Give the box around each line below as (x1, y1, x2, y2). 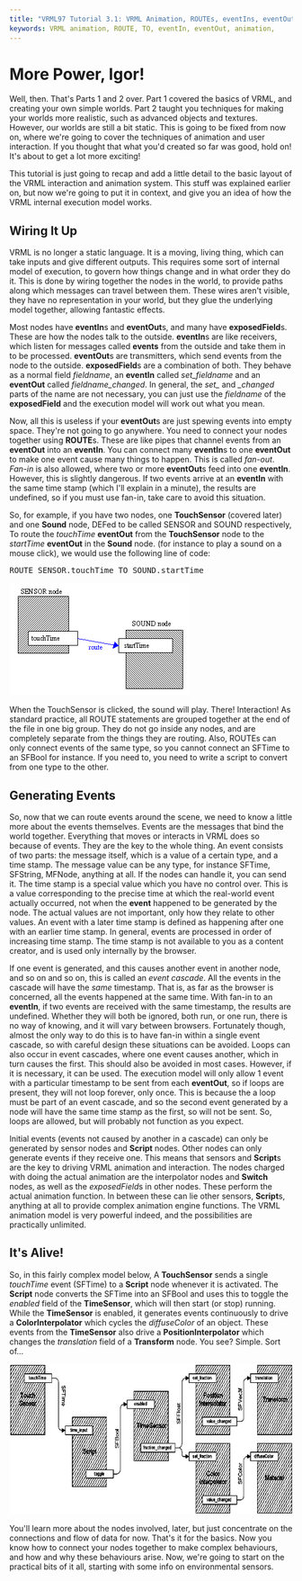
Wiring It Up (9, 223, 78, 238)
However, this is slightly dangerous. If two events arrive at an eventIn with (9, 473, 284, 484)
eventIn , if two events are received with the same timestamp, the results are (9, 1002, 292, 1012)
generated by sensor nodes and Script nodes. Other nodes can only (9, 1143, 262, 1154)
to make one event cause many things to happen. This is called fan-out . (9, 454, 275, 465)
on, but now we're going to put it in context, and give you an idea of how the (9, 187, 292, 198)
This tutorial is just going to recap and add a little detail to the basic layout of (9, 168, 292, 179)
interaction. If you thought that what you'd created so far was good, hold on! (9, 141, 292, 152)
